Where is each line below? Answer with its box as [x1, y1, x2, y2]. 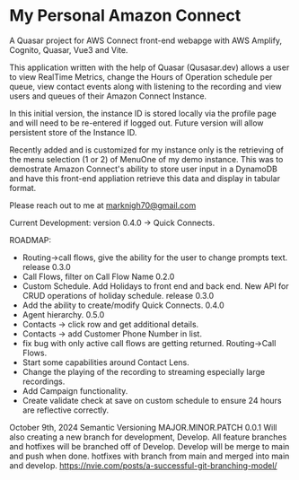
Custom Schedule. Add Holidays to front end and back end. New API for [22, 280, 289, 292]
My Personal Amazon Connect [9, 5, 242, 26]
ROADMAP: [9, 234, 52, 245]
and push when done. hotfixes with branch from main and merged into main [9, 450, 290, 461]
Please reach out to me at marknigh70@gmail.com [9, 199, 197, 211]
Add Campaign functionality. [22, 385, 128, 396]
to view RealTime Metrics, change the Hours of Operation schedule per [9, 71, 273, 82]
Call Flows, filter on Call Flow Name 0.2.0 [22, 271, 175, 282]
